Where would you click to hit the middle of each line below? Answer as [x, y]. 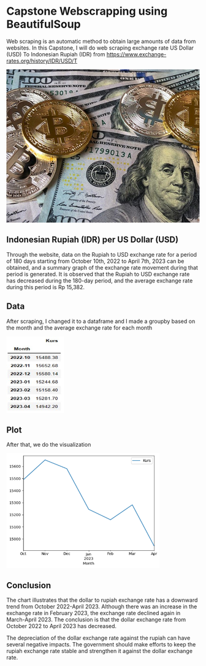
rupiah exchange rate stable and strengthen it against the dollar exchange [100, 651]
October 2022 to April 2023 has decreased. [62, 626]
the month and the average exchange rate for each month [79, 327]
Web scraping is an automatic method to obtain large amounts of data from [101, 41]
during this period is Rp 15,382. [45, 287]
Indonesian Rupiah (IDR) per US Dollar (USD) [93, 240]
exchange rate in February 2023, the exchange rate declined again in [93, 613]
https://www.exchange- [136, 54]
